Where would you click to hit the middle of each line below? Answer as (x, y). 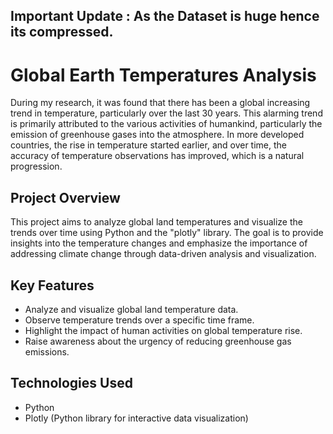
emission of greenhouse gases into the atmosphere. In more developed (157, 135)
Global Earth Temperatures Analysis (163, 75)
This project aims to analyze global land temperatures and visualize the (156, 222)
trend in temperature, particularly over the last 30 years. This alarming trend (166, 113)
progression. (36, 166)
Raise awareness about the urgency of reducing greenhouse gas (158, 341)
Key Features (52, 285)
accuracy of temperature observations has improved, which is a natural (157, 156)
